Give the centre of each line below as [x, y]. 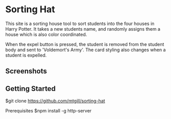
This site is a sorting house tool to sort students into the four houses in [80, 23]
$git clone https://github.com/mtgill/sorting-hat [55, 101]
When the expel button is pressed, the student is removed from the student [85, 44]
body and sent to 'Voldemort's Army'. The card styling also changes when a [85, 50]
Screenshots [26, 71]
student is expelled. [26, 55]
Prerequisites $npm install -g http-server [49, 111]
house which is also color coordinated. [46, 34]
